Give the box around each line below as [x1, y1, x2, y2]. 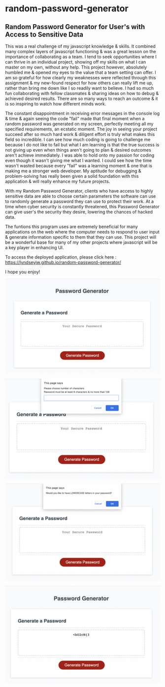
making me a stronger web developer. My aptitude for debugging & [5, 168, 141, 174]
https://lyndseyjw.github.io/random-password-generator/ [5, 260, 122, 265]
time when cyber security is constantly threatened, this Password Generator [5, 204, 160, 209]
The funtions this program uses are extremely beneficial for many [5, 224, 138, 229]
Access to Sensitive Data [5, 30, 84, 38]
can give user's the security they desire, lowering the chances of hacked [5, 209, 153, 215]
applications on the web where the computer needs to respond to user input [5, 229, 160, 234]
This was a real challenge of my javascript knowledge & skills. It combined [5, 43, 156, 49]
